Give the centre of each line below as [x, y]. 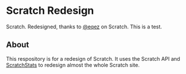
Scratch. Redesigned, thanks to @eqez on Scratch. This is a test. [84, 27]
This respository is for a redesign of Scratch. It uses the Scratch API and [93, 58]
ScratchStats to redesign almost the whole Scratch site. [73, 65]
